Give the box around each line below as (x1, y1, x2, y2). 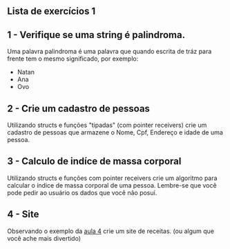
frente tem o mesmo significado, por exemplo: (7, 54, 139, 63)
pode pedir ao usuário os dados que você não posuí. (7, 188, 157, 197)
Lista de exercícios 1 (7, 6, 96, 17)
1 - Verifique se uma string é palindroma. (7, 29, 185, 41)
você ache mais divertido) (7, 234, 82, 242)
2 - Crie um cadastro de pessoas (7, 103, 151, 114)
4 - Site (7, 208, 39, 220)
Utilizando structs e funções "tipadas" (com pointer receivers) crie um (7, 121, 207, 130)
